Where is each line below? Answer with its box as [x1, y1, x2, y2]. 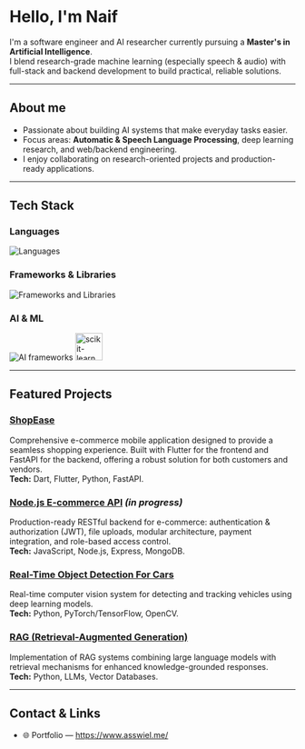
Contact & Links [9, 706, 102, 721]
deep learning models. [9, 598, 93, 610]
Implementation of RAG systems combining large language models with [9, 652, 277, 663]
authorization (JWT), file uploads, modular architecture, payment [9, 526, 252, 537]
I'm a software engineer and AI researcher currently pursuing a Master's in [9, 36, 290, 47]
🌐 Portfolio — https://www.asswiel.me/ [22, 730, 169, 741]
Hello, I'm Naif [9, 6, 118, 27]
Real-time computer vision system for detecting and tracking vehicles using [9, 589, 292, 600]
